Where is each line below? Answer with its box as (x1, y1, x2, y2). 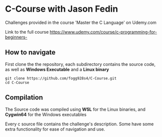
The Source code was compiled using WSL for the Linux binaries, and (5, 106, 145, 112)
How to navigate (5, 48, 56, 57)
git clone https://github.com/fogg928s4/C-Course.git (5, 76, 117, 81)
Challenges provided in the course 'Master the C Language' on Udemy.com (5, 20, 157, 25)
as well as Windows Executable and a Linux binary (5, 66, 109, 72)
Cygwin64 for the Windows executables (5, 111, 87, 117)
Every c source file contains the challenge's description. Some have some (5, 121, 154, 127)
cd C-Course (5, 80, 29, 85)
